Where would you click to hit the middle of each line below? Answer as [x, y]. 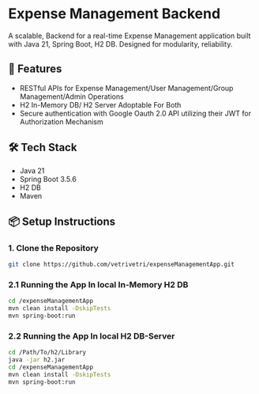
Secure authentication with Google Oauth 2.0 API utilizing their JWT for [135, 113]
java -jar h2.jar [37, 360]
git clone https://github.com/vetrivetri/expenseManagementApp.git [122, 265]
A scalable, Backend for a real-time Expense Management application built [129, 36]
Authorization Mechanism [62, 121]
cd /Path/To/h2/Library [47, 353]
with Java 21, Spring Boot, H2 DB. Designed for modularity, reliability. [120, 44]
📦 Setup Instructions [62, 221]
